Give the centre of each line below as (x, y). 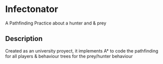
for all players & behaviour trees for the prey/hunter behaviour (69, 56)
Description (24, 39)
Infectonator (32, 9)
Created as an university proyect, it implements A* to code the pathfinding (82, 50)
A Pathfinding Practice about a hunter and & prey (56, 23)
